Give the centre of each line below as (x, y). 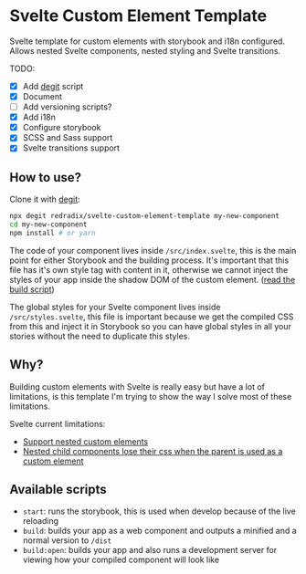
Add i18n (39, 117)
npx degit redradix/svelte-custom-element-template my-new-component (145, 216)
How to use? (46, 177)
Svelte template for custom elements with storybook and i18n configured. (148, 41)
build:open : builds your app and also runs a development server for (150, 550)
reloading (41, 521)
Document (42, 96)
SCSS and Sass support (68, 138)
